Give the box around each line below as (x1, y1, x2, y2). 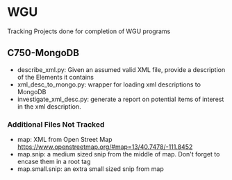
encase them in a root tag (17, 157, 91, 166)
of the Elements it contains (17, 73, 94, 81)
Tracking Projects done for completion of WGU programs (7, 27, 171, 35)
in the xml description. (17, 102, 81, 111)
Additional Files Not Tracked (7, 119, 105, 129)
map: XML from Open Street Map (17, 136, 113, 144)
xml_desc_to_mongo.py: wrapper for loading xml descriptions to (17, 80, 201, 89)
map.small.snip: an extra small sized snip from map (17, 165, 165, 173)
